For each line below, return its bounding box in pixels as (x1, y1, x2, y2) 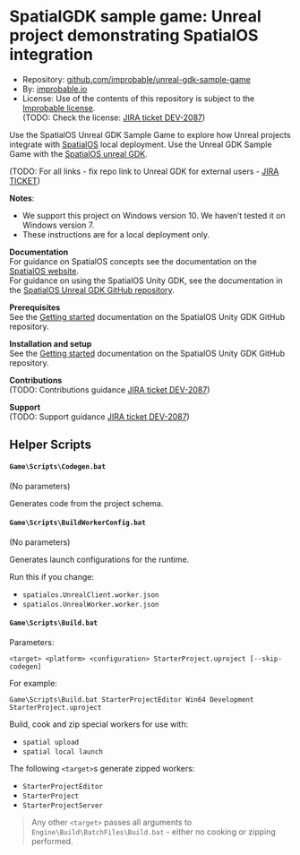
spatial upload (21, 738, 80, 747)
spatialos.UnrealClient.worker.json (21, 590, 159, 600)
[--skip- (249, 654, 282, 663)
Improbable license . (21, 102, 96, 113)
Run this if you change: (9, 571, 94, 582)
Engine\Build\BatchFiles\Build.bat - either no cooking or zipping (30, 826, 276, 837)
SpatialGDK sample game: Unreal (9, 6, 261, 27)
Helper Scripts (9, 437, 92, 453)
